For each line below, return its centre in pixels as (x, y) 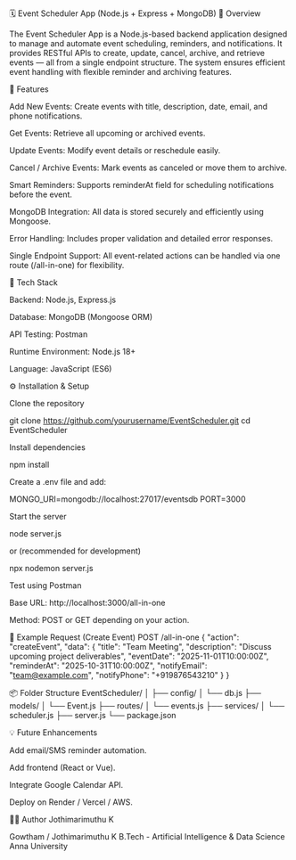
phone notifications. (46, 116)
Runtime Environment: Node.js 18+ (73, 352)
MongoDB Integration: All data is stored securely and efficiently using (137, 212)
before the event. (41, 194)
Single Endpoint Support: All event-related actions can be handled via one (145, 256)
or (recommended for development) (75, 551)
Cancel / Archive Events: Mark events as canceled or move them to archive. (148, 168)
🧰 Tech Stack (33, 283)
